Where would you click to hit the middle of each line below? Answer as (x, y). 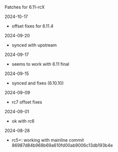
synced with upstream (34, 45)
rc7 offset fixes (27, 102)
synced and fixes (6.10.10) (38, 83)
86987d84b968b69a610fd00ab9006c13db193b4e (62, 145)
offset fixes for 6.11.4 (33, 26)
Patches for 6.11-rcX (25, 7)
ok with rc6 (23, 121)
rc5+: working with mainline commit (48, 140)
